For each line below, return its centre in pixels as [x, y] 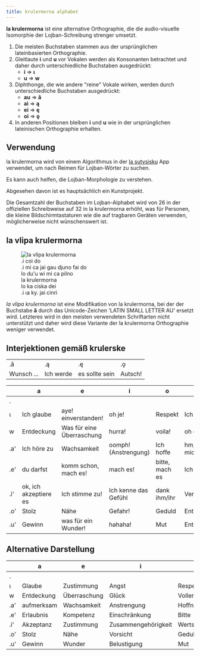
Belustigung [126, 643]
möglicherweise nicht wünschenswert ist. [57, 221]
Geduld [166, 511]
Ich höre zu [37, 449]
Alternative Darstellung [51, 549]
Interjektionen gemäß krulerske [66, 348]
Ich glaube [37, 414]
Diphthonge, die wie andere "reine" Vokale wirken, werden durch [94, 85]
